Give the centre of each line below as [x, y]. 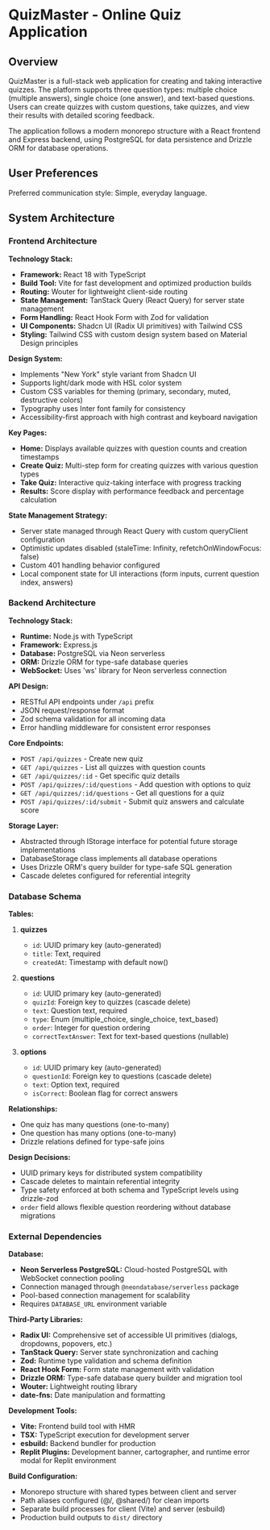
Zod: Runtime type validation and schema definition [106, 1361]
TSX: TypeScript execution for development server [105, 1435]
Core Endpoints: [36, 742]
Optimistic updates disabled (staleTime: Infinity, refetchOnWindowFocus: [141, 548]
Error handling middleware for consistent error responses [115, 727]
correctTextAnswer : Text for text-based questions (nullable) [131, 1037]
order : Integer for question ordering [91, 1028]
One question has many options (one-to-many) [98, 1133]
